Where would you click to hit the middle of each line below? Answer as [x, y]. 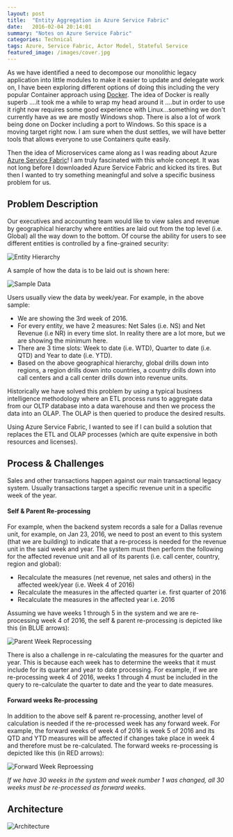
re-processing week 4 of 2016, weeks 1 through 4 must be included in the [113, 677]
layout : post [26, 14]
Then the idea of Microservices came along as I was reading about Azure [112, 152]
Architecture [35, 809]
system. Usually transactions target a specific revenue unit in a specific [110, 488]
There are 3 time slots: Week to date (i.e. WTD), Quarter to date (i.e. [114, 348]
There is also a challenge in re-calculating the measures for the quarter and [115, 655]
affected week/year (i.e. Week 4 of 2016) [76, 585]
